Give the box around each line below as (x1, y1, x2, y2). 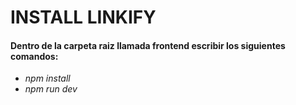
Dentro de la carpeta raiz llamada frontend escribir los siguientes (10, 39, 286, 51)
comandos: (10, 50, 59, 62)
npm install (24, 72, 71, 85)
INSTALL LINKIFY (10, 6, 157, 29)
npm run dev (24, 83, 78, 95)
